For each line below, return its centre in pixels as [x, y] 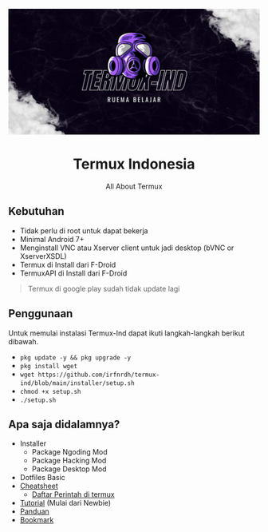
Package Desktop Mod [69, 469]
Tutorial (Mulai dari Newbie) [65, 503]
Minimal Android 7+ [52, 239]
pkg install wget [49, 366]
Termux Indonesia [134, 164]
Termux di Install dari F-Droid [68, 264]
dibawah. [24, 341]
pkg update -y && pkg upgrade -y [75, 357]
